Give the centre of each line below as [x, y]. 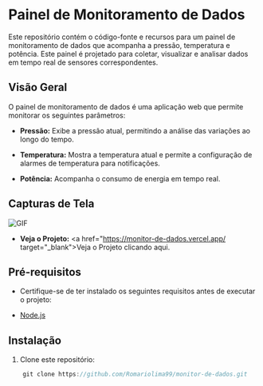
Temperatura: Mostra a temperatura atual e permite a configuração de [136, 154]
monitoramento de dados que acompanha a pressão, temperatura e [119, 45]
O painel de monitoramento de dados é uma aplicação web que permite [126, 106]
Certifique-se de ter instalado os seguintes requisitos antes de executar [137, 291]
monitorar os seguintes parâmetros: [67, 115]
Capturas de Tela [51, 204]
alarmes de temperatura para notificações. [90, 163]
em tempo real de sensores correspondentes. [83, 62]
